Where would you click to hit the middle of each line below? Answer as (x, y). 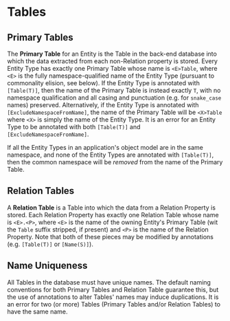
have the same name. (37, 311)
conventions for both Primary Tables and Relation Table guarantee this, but (113, 289)
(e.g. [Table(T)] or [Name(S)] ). (50, 244)
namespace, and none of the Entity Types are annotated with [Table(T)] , (111, 155)
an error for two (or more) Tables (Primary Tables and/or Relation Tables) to (114, 304)
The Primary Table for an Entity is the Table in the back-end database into (112, 54)
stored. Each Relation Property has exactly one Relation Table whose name (113, 214)
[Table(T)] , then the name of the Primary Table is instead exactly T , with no (114, 90)
